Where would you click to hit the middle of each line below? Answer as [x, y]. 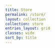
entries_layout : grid [28, 28]
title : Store [19, 10]
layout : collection [25, 19]
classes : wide [20, 33]
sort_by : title [21, 38]
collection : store [24, 24]
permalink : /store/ [25, 14]
